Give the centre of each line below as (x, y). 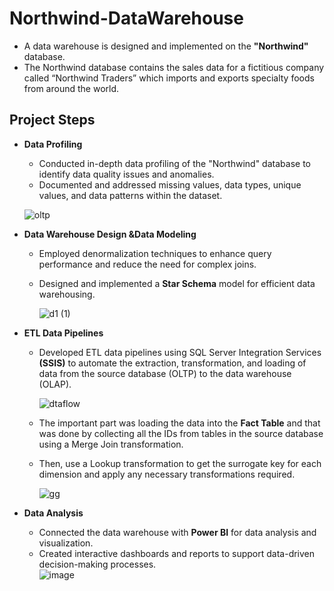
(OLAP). (55, 384)
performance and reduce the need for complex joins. (147, 264)
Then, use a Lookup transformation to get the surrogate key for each (180, 463)
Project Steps (52, 120)
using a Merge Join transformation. (111, 444)
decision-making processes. (97, 564)
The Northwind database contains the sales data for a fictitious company (174, 67)
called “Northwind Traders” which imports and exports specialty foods (169, 78)
